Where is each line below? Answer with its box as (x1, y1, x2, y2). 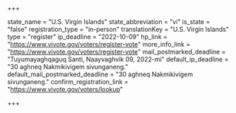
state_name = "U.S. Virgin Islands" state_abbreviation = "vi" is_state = (7, 18, 211, 25)
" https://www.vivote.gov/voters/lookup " (7, 85, 124, 93)
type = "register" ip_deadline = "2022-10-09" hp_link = (7, 32, 168, 41)
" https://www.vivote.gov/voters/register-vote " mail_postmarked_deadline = (7, 47, 226, 56)
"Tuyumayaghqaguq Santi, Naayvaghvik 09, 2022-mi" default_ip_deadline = (7, 55, 229, 64)
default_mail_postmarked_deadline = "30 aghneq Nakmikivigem (7, 70, 194, 78)
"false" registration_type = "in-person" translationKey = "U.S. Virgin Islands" (7, 25, 230, 33)
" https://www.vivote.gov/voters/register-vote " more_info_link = (7, 40, 191, 48)
